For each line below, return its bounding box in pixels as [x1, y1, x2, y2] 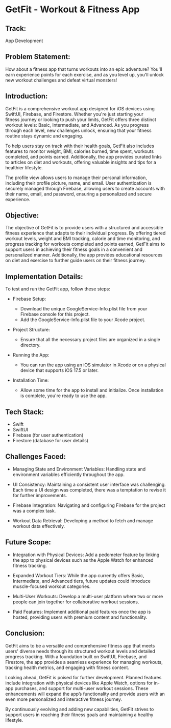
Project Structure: [12, 327, 50, 333]
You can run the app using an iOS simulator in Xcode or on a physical [20, 362, 166, 368]
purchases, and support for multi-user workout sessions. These [14, 685, 149, 691]
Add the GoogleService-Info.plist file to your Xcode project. [20, 317, 145, 323]
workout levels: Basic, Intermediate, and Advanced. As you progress [5, 122, 149, 128]
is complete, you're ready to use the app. [20, 392, 107, 399]
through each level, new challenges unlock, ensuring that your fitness [5, 127, 152, 133]
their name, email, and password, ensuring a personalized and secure [5, 191, 152, 197]
